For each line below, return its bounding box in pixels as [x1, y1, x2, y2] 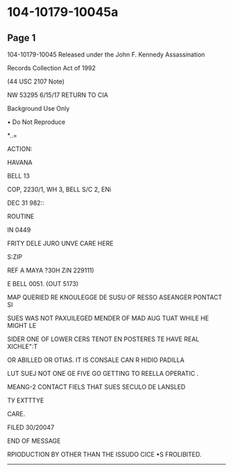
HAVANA [7, 158, 33, 166]
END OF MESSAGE [7, 436, 61, 445]
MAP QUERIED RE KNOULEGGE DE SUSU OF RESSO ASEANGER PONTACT [7, 293, 223, 301]
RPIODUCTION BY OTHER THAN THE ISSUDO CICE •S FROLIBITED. [7, 450, 202, 458]
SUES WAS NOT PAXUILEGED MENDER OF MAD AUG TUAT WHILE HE [7, 314, 209, 322]
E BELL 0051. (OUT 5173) [7, 280, 78, 288]
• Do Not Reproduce [7, 118, 66, 126]
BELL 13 [7, 172, 30, 180]
